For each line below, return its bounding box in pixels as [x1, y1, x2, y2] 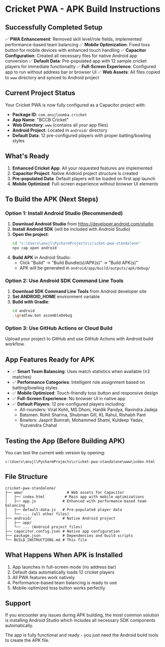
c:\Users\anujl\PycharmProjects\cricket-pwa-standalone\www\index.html [5, 459, 155, 464]
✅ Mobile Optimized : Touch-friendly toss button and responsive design [12, 390, 159, 396]
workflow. [5, 341, 25, 347]
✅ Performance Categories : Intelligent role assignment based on [12, 379, 145, 385]
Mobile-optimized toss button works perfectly [12, 585, 105, 591]
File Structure [5, 473, 48, 481]
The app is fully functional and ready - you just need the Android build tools [5, 632, 159, 638]
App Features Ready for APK [5, 355, 95, 364]
